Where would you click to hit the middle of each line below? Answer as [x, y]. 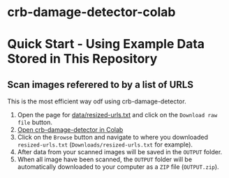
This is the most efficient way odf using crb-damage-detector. [97, 101]
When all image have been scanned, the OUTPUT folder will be [105, 160]
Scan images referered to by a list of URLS [101, 84]
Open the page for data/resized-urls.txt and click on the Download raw [117, 115]
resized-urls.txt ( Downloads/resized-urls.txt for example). [105, 144]
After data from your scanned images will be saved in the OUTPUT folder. [120, 152]
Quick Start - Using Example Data [106, 44]
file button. [35, 122]
